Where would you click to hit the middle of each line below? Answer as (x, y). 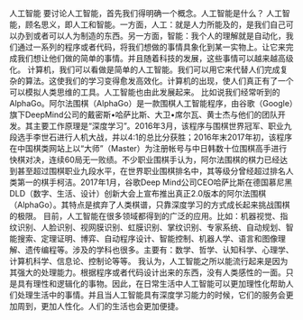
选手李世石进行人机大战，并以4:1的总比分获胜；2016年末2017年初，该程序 (155, 137)
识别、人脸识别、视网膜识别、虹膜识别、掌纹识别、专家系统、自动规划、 (151, 227)
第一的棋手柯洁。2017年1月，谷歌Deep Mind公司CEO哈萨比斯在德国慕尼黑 (155, 182)
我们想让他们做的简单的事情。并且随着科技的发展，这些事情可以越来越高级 (155, 58)
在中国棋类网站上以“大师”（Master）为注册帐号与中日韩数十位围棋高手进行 (148, 148)
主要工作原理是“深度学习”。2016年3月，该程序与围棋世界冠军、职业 (158, 126)
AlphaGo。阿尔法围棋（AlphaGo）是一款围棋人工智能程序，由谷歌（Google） (151, 103)
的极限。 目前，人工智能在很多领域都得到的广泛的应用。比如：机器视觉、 (145, 216)
